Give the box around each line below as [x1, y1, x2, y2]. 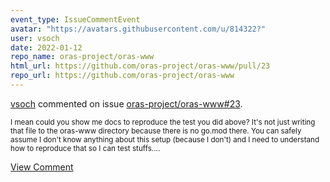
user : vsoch [10, 33, 60, 43]
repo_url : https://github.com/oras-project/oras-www [10, 71, 235, 81]
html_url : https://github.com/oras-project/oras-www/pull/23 [10, 61, 271, 71]
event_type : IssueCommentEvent [10, 14, 141, 25]
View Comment [10, 161, 74, 173]
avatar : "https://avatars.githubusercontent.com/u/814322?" [10, 24, 267, 34]
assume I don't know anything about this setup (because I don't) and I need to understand [10, 134, 320, 145]
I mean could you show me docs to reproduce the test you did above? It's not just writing [10, 117, 316, 127]
